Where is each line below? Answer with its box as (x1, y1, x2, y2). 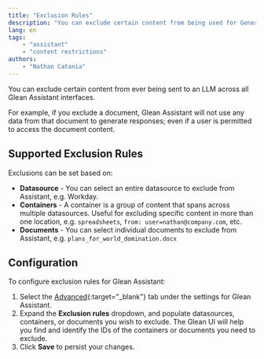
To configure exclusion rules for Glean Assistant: (8, 277, 166, 287)
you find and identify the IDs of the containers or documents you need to (19, 325, 256, 335)
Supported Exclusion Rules (8, 147, 144, 161)
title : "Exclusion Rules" (8, 11, 93, 20)
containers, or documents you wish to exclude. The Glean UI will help (19, 317, 244, 327)
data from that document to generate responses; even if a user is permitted (8, 115, 252, 126)
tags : (8, 33, 26, 42)
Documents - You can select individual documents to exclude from (19, 225, 237, 234)
